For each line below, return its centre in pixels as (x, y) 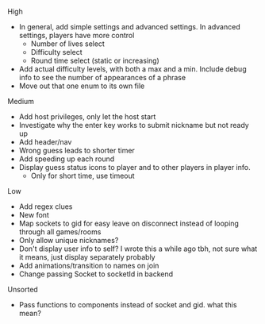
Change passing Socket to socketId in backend (96, 274)
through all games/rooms (60, 232)
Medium (21, 101)
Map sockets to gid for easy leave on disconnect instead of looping (129, 223)
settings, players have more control (77, 35)
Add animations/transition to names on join (89, 266)
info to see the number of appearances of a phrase (102, 77)
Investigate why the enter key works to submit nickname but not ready (134, 125)
